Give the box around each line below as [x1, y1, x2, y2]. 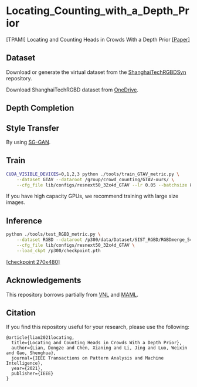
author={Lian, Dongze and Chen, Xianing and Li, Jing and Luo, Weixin [11, 345, 188, 351]
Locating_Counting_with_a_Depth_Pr [6, 4, 189, 18]
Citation [6, 308, 36, 318]
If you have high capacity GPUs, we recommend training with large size [6, 192, 179, 200]
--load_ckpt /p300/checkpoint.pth [16, 247, 101, 253]
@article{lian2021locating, [6, 335, 75, 341]
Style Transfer [6, 123, 60, 133]
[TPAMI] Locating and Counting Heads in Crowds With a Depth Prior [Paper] [6, 36, 191, 43]
